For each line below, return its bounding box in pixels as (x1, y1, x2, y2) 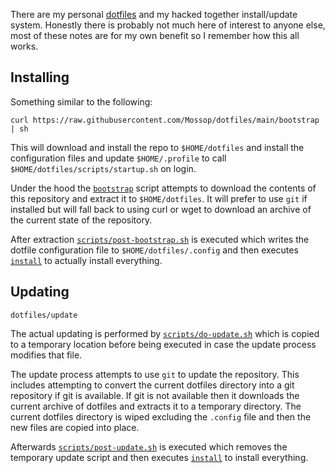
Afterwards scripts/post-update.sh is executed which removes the (10, 440, 288, 453)
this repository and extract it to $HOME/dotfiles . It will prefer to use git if (10, 192, 308, 204)
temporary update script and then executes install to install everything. (10, 451, 309, 463)
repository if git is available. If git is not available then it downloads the (10, 389, 300, 401)
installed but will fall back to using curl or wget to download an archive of (10, 203, 312, 215)
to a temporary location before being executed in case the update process (10, 338, 317, 350)
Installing (10, 69, 70, 86)
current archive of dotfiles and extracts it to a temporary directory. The (10, 400, 302, 412)
